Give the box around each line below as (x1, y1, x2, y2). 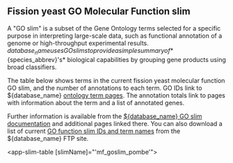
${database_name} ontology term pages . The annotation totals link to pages (7, 91, 226, 100)
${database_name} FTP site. (7, 134, 89, 142)
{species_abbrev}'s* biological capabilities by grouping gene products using (7, 55, 226, 63)
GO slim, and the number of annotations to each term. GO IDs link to (7, 84, 202, 92)
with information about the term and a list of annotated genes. (7, 98, 185, 107)
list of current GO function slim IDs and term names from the (7, 127, 181, 135)
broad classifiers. (7, 63, 57, 71)
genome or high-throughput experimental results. (7, 38, 150, 47)
